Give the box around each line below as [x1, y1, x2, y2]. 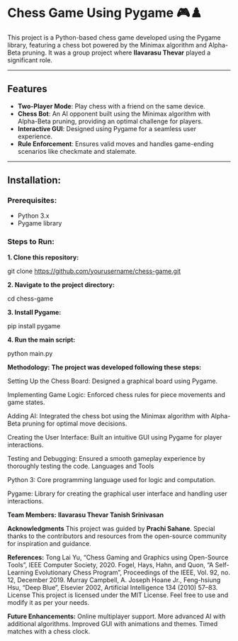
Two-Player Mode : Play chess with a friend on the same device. [17, 101, 205, 110]
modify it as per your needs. [7, 598, 90, 606]
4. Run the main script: [7, 335, 76, 344]
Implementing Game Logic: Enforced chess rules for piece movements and [7, 390, 225, 398]
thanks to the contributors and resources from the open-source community [7, 532, 227, 540]
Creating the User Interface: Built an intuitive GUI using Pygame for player [7, 433, 222, 441]
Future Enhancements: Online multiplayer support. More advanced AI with [7, 612, 226, 620]
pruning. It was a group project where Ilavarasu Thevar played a [22, 48, 211, 57]
